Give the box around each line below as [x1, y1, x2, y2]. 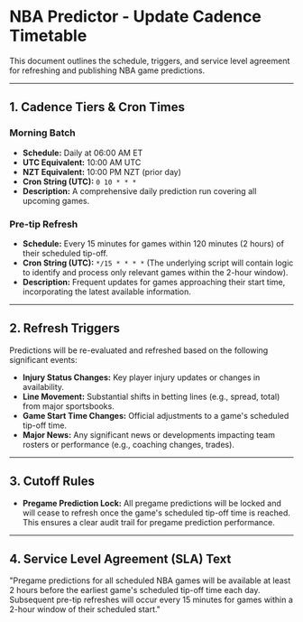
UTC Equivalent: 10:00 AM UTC [22, 156, 142, 168]
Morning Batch [9, 126, 77, 139]
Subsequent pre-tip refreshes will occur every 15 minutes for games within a [9, 594, 293, 606]
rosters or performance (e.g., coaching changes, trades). [22, 439, 234, 450]
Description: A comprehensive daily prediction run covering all [22, 185, 257, 196]
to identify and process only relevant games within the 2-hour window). [22, 266, 289, 277]
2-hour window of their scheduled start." [9, 604, 161, 615]
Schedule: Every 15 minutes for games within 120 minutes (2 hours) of [22, 237, 284, 249]
